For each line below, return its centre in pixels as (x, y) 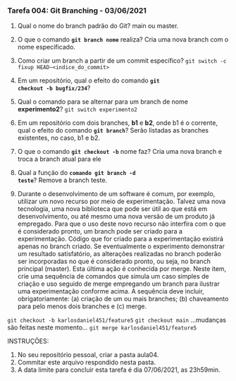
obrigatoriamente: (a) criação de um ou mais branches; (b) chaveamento (123, 299)
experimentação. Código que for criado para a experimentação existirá (120, 239)
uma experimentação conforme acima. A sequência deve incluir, (111, 291)
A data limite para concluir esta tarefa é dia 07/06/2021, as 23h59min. (119, 370)
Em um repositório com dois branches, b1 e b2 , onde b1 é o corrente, (118, 123)
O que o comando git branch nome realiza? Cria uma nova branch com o (123, 40)
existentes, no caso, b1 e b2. (59, 138)
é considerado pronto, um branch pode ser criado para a (100, 231)
